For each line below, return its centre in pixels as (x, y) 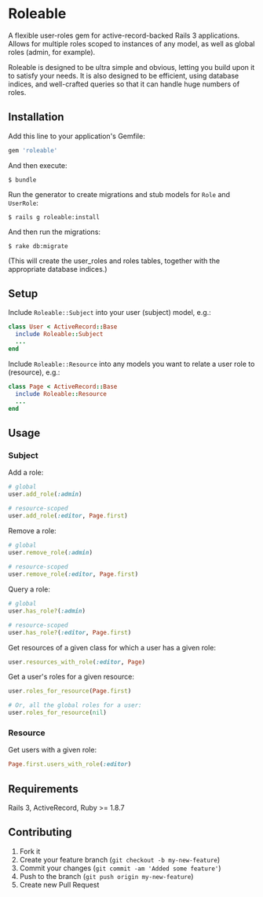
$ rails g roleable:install (54, 217)
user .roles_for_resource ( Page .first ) (70, 691)
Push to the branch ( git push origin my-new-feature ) (106, 876)
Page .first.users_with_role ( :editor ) (70, 764)
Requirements (43, 789)
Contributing (40, 832)
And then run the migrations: (54, 232)
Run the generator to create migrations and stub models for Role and (119, 194)
